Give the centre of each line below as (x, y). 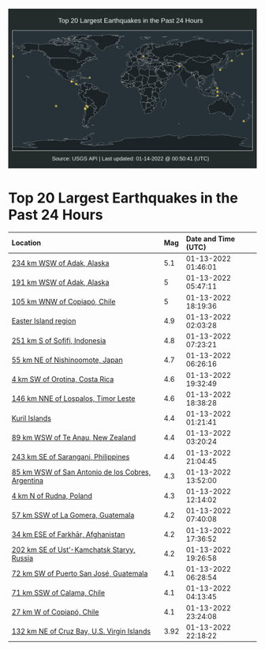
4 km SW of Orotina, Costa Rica (63, 380)
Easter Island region (44, 321)
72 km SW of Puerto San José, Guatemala (80, 573)
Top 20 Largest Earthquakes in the (123, 198)
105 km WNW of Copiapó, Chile (63, 302)
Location (26, 243)
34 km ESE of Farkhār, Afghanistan (68, 535)
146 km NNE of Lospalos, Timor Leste (73, 399)
